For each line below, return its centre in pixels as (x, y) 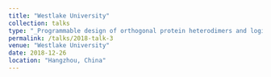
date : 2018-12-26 (38, 53)
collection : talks (39, 23)
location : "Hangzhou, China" (57, 61)
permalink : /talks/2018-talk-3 (61, 38)
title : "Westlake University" (59, 16)
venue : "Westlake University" (59, 46)
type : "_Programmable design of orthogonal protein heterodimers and (128, 30)
